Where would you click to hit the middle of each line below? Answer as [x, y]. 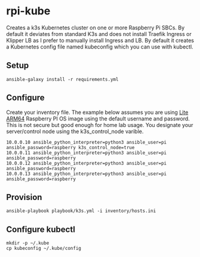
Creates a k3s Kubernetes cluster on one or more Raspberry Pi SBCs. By [96, 28]
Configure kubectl [41, 229]
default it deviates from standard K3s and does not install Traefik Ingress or [99, 34]
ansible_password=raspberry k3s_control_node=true [70, 147]
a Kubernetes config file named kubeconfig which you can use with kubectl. [100, 47]
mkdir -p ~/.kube [28, 243]
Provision [24, 197]
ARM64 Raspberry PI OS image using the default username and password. [98, 119]
